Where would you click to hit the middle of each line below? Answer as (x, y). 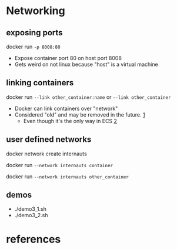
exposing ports (34, 33)
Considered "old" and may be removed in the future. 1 (80, 114)
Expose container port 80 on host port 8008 (68, 58)
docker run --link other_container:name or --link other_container (88, 97)
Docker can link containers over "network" (66, 108)
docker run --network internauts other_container (68, 176)
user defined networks (49, 140)
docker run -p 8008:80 (33, 47)
